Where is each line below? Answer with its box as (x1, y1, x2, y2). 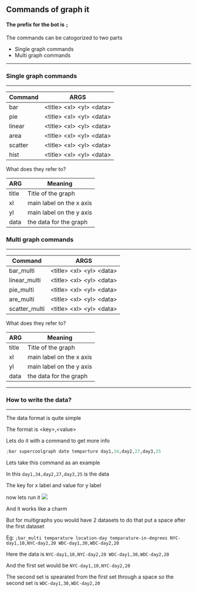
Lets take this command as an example (6, 459, 100, 466)
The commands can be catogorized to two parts (6, 34, 123, 41)
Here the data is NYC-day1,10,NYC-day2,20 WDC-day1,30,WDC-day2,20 (6, 550, 169, 558)
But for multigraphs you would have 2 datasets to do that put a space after (6, 516, 186, 523)
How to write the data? (6, 396, 72, 404)
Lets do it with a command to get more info (6, 437, 110, 444)
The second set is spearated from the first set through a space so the (6, 573, 174, 580)
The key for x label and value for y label (6, 482, 101, 489)
